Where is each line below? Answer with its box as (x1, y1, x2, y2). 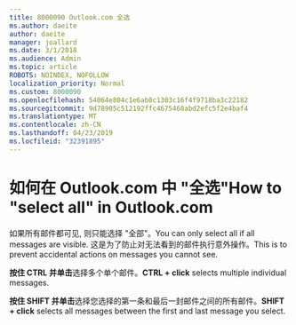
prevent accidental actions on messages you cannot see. (9, 249, 219, 259)
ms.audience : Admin (9, 54, 82, 63)
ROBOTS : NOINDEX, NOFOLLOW (9, 71, 109, 80)
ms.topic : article (9, 63, 77, 72)
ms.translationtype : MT (9, 112, 98, 121)
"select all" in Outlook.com (9, 197, 213, 218)
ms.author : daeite (9, 21, 77, 30)
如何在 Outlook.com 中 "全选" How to (9, 178, 283, 198)
